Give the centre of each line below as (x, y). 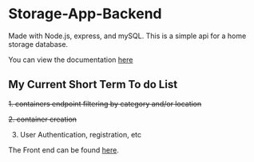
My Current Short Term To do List (93, 85)
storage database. (38, 44)
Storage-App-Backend (85, 14)
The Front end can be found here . (64, 150)
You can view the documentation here (71, 60)
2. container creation (43, 119)
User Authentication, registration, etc (81, 134)
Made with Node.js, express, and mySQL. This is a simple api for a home (127, 36)
